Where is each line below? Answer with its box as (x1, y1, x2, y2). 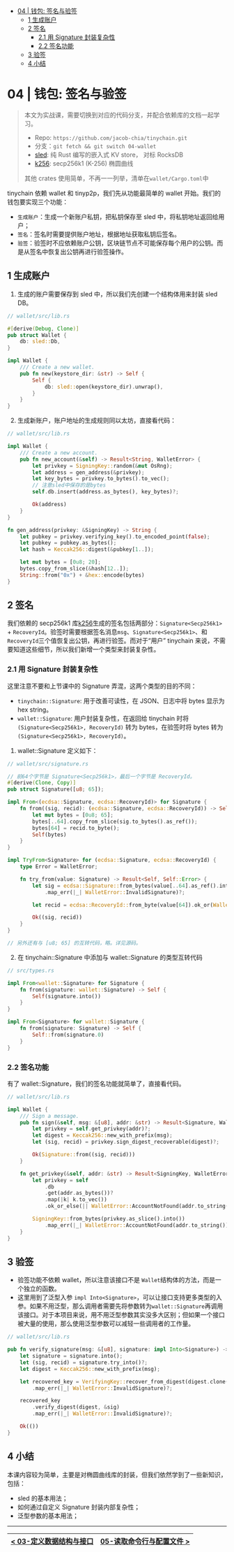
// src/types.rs (7, 967, 54, 974)
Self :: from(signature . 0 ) (32, 1031, 104, 1038)
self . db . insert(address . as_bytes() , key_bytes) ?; (32, 489, 179, 496)
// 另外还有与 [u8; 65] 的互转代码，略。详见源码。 (7, 940, 141, 947)
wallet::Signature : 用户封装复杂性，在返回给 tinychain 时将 (17, 714, 189, 722)
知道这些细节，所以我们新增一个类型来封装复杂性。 (13, 645, 160, 654)
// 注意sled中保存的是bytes (32, 482, 107, 489)
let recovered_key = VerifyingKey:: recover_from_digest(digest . (19, 1378, 210, 1385)
